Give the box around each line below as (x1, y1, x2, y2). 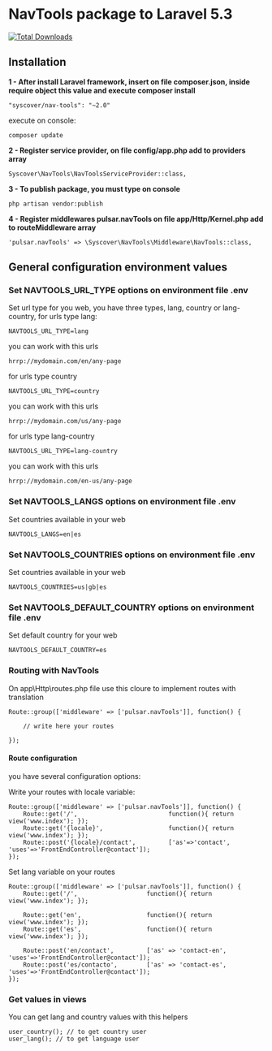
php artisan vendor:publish (8, 200, 104, 208)
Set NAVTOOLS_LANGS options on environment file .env (8, 496, 236, 508)
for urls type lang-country (8, 431, 95, 441)
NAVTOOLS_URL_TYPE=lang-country (8, 448, 118, 456)
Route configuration (8, 753, 78, 763)
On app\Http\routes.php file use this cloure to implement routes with (8, 683, 236, 693)
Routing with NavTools (8, 665, 100, 677)
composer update (8, 131, 63, 139)
